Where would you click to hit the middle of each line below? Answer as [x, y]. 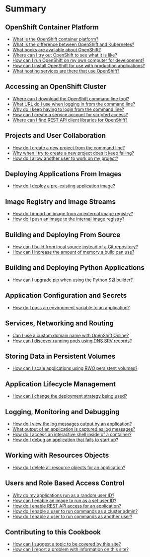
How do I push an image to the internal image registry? [68, 219]
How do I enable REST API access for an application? [67, 506]
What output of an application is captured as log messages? [74, 429]
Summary [26, 9]
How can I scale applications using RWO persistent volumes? [75, 368]
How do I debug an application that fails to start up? [65, 440]
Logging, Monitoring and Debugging [62, 412]
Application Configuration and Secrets [66, 295]
